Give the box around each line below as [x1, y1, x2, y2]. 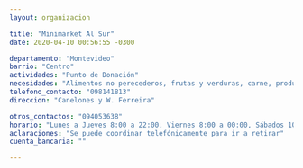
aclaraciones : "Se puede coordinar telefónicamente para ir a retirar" [9, 128, 284, 137]
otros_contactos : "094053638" [9, 111, 124, 121]
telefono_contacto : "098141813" [9, 87, 131, 96]
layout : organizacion [9, 13, 91, 22]
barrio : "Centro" [9, 62, 75, 72]
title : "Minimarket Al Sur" [9, 29, 115, 39]
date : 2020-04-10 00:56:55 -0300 [9, 38, 135, 47]
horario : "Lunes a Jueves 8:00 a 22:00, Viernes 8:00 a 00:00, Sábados [9, 120, 284, 129]
